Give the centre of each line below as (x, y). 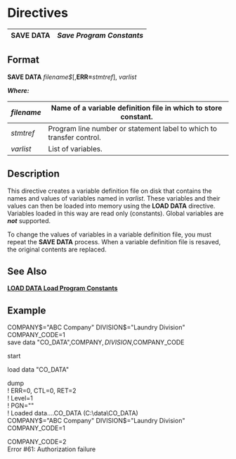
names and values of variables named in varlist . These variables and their (114, 198)
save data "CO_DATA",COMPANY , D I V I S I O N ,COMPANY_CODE (96, 342)
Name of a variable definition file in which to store (137, 108)
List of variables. (76, 149)
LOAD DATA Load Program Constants (63, 288)
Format (24, 60)
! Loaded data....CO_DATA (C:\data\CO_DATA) (73, 413)
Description (33, 174)
